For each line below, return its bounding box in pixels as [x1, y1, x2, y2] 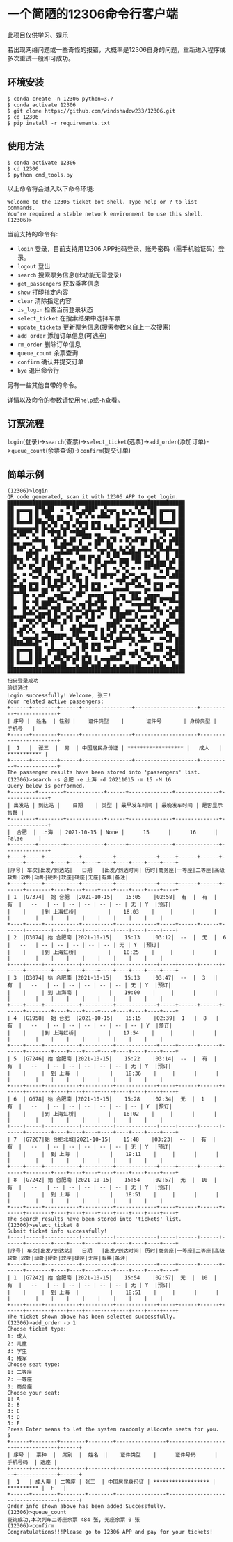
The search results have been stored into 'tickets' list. [7, 1216, 182, 1223]
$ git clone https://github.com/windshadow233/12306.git [7, 107, 176, 115]
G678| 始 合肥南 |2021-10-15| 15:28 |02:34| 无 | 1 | [29, 1096, 217, 1103]
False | [7, 835, 42, 842]
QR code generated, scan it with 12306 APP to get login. [7, 494, 179, 501]
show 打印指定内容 [17, 288, 69, 296]
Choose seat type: [7, 1361, 61, 1368]
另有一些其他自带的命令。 [7, 380, 81, 389]
